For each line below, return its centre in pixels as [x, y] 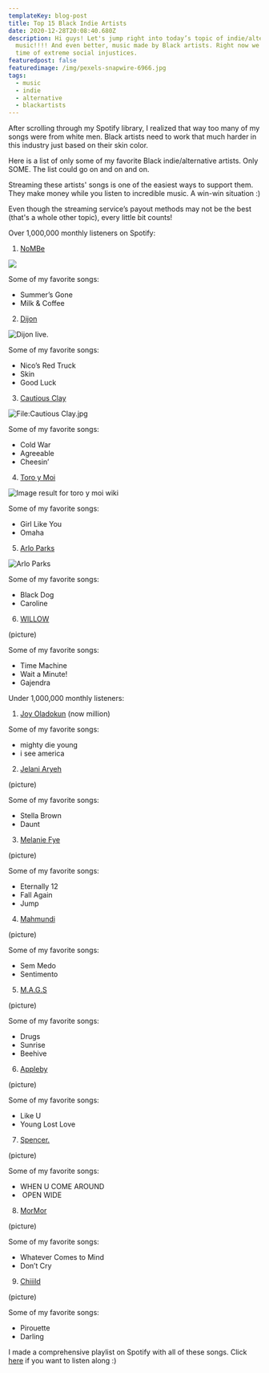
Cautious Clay [43, 398]
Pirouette [35, 1328]
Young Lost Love [48, 1124]
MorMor [33, 1211]
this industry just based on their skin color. [78, 145]
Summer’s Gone [46, 295]
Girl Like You [41, 524]
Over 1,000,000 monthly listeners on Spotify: [82, 233]
